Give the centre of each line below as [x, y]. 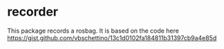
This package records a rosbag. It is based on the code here [93, 31]
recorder [33, 12]
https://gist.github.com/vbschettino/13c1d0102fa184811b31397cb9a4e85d [112, 37]
